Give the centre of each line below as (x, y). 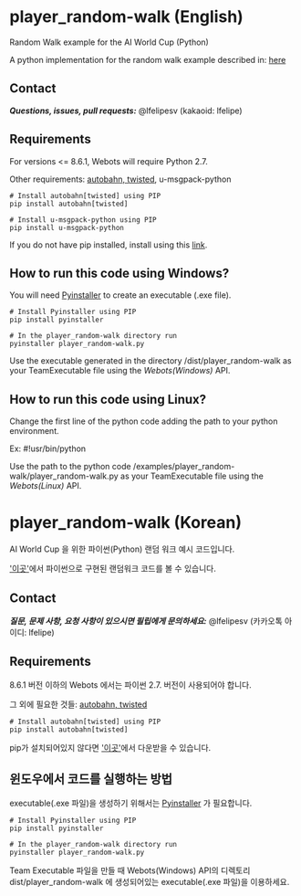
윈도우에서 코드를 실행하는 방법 (91, 780)
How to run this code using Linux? (108, 399)
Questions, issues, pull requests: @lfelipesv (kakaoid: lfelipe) (126, 111)
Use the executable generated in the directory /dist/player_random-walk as (150, 361)
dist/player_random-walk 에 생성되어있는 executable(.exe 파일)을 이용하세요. (150, 881)
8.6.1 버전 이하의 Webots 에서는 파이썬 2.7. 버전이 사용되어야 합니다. (131, 685)
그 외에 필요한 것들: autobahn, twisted (78, 704)
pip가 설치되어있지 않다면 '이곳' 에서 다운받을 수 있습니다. (110, 747)
